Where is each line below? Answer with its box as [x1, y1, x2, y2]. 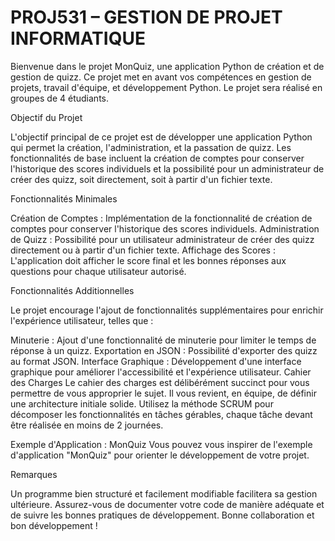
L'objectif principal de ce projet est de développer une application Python [10, 131, 313, 143]
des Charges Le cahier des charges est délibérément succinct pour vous [10, 376, 310, 388]
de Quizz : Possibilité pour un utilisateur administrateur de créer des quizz [10, 233, 315, 245]
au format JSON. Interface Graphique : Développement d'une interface [10, 355, 302, 367]
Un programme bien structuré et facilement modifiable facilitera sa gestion [10, 487, 318, 500]
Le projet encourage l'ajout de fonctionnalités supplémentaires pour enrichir [10, 304, 324, 316]
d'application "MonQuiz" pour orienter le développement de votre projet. [10, 449, 310, 461]
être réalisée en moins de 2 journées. [10, 419, 164, 431]
